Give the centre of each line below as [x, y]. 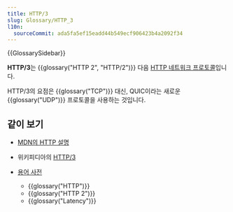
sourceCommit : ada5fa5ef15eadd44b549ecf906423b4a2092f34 [98, 33]
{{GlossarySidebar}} [37, 53]
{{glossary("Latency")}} [62, 201]
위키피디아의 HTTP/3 [47, 157]
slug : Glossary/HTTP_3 [40, 20]
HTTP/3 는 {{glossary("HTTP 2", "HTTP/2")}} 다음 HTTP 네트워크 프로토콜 [111, 68]
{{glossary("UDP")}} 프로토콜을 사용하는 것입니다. [77, 100]
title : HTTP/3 [28, 14]
